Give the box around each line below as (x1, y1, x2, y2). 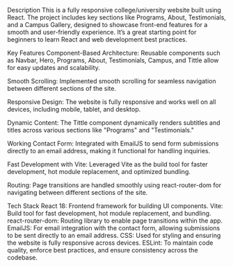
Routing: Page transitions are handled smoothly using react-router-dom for (7, 181, 221, 189)
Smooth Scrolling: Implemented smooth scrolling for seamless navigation (7, 77, 216, 85)
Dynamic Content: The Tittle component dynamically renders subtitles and (7, 119, 220, 127)
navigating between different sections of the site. (7, 189, 148, 196)
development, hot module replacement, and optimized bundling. (7, 168, 191, 175)
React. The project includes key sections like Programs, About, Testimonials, (7, 13, 226, 21)
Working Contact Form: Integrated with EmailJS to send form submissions (7, 139, 219, 148)
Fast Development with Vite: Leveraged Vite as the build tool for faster (7, 160, 209, 169)
